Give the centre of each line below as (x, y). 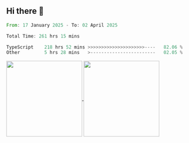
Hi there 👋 (25, 11)
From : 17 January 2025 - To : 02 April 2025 (62, 25)
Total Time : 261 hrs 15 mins (43, 36)
